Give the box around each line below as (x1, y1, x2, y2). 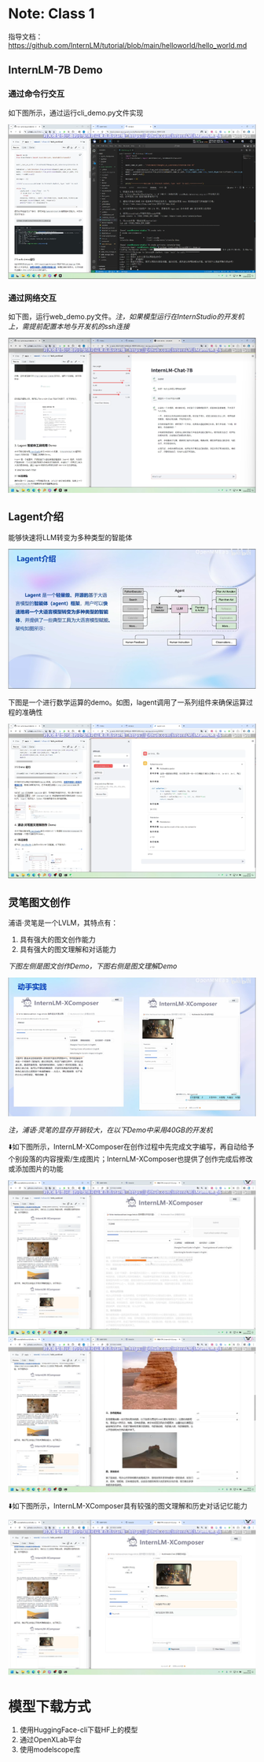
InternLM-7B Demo (8, 64, 104, 77)
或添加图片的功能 (8, 1164, 64, 1174)
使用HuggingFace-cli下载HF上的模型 (19, 1725, 138, 1734)
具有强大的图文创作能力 (19, 935, 96, 944)
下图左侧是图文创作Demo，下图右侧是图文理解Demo (8, 961, 178, 971)
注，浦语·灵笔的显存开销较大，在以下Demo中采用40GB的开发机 (8, 1125, 214, 1135)
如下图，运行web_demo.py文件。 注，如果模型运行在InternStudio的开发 (8, 312, 238, 321)
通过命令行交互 (8, 88, 65, 99)
